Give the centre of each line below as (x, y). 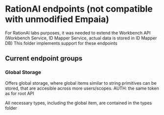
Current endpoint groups (44, 59)
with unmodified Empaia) (57, 19)
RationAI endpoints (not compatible (79, 9)
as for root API (20, 93)
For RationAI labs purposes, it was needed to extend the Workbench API (78, 33)
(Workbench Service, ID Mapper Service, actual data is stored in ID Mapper (81, 38)
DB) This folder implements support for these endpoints (61, 43)
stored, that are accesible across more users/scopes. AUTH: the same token (82, 88)
